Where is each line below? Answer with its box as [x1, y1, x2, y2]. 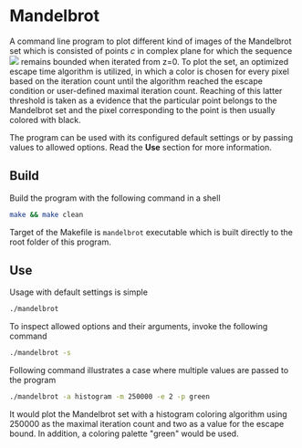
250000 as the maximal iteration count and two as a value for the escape [9, 419, 285, 430]
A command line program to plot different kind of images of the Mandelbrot [9, 36, 292, 47]
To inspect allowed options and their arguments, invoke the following [9, 321, 268, 332]
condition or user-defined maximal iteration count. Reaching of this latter [9, 85, 283, 96]
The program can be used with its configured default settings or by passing [9, 131, 294, 142]
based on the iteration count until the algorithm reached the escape [9, 75, 263, 87]
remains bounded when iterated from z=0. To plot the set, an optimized [20, 56, 289, 67]
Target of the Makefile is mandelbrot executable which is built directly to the [9, 226, 294, 237]
